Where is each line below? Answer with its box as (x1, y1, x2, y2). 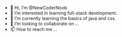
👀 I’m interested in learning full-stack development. (10, 10, 117, 16)
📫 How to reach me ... (10, 26, 57, 32)
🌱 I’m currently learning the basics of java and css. (10, 15, 116, 21)
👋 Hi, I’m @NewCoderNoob (10, 5, 68, 10)
